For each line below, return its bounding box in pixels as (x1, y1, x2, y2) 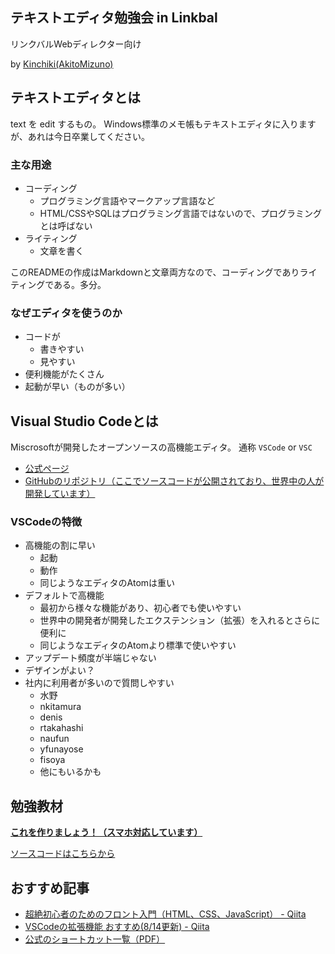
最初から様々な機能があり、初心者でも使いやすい (39, 602, 242, 614)
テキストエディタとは (10, 89, 141, 107)
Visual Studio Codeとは (10, 413, 159, 430)
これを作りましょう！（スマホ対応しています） (10, 826, 203, 838)
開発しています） (24, 488, 96, 500)
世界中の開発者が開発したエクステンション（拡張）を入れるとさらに (39, 614, 321, 627)
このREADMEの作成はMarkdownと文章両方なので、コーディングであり (10, 266, 300, 278)
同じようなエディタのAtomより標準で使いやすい (39, 639, 237, 652)
